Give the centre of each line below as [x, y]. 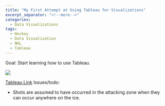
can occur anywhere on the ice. [46, 97]
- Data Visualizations [34, 24]
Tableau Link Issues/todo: [33, 82]
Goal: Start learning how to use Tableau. [48, 62]
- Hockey [19, 34]
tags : [11, 29]
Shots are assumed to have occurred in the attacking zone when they [86, 92]
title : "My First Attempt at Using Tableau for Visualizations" [76, 10]
